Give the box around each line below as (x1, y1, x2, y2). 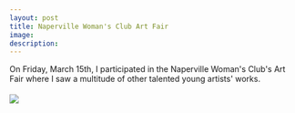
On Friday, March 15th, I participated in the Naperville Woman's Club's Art (9, 64, 286, 75)
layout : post (9, 13, 59, 23)
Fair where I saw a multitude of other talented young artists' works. (9, 74, 261, 85)
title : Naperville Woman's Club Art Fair (9, 22, 169, 31)
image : (9, 30, 35, 39)
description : (9, 38, 59, 48)
